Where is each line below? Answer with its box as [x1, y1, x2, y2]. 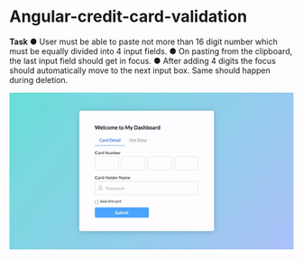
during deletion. [9, 74, 69, 85]
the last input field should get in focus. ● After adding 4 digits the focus [9, 55, 277, 66]
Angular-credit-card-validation [9, 6, 248, 27]
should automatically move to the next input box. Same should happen [9, 65, 271, 76]
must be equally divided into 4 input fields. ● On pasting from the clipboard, [9, 45, 293, 56]
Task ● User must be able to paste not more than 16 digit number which [9, 36, 278, 47]
